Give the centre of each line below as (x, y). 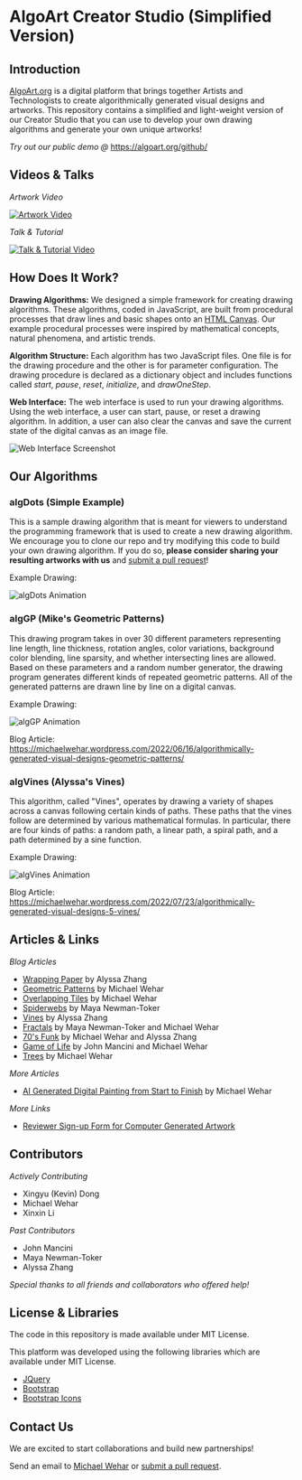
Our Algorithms (54, 477)
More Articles (35, 1073)
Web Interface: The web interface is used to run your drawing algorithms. (146, 402)
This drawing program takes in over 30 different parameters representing (145, 638)
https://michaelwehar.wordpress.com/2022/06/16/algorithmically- (132, 748)
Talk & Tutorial (37, 231)
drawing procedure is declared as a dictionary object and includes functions (151, 375)
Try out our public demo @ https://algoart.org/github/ (109, 147)
